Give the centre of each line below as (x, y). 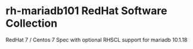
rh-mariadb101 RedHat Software (86, 11)
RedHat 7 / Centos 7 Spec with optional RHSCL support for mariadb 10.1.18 (96, 40)
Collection (32, 23)
